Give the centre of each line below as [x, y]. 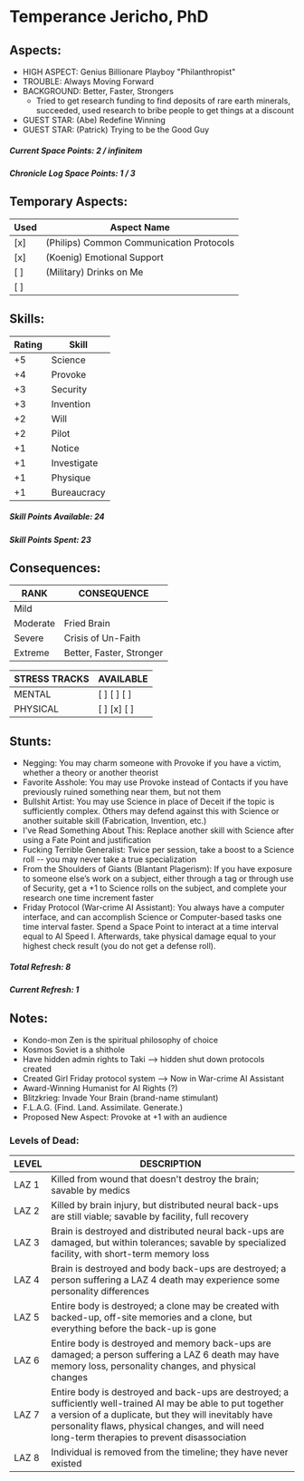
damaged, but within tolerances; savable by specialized [169, 1243]
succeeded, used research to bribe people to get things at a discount [165, 110]
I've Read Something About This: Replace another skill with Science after [158, 830]
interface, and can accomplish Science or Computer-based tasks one [152, 917]
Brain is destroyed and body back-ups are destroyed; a [169, 1269]
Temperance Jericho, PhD [109, 17]
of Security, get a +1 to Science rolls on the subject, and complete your [155, 888]
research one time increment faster [88, 898]
